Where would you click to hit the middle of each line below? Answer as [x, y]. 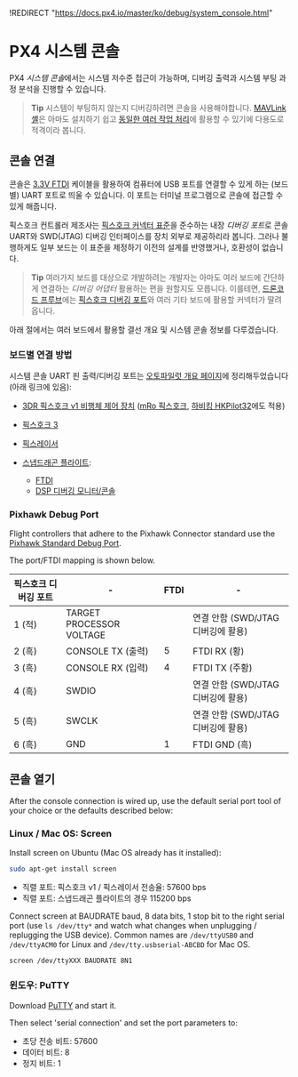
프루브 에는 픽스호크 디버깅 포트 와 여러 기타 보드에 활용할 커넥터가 [153, 299]
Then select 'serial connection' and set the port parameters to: [123, 1023]
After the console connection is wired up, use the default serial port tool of [145, 801]
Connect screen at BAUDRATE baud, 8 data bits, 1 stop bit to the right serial [147, 916]
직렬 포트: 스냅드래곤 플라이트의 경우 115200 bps [106, 898]
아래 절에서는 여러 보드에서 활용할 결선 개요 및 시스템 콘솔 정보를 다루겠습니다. [144, 329]
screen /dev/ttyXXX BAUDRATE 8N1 [71, 961]
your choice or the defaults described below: [91, 811]
